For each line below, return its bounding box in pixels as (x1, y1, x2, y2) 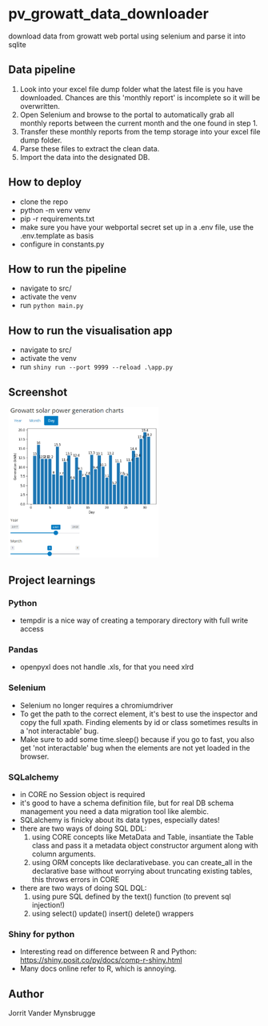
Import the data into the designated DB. (19, 152, 150, 162)
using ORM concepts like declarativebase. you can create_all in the (31, 858, 253, 868)
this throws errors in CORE (31, 875, 120, 884)
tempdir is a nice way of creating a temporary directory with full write (19, 615, 249, 625)
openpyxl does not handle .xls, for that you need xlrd (19, 662, 194, 672)
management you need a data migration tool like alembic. (19, 807, 210, 816)
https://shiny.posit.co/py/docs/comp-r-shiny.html (19, 956, 182, 965)
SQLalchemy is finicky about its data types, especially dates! (19, 816, 220, 825)
